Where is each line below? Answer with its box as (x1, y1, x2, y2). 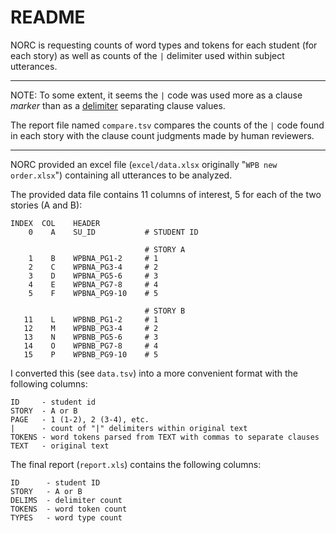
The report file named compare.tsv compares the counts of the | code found (10, 119, 325, 131)
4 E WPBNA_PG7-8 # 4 (28, 279, 159, 290)
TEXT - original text (10, 441, 110, 451)
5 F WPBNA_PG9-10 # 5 (28, 288, 159, 298)
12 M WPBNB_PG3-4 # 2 (23, 323, 159, 333)
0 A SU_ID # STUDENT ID (28, 227, 199, 237)
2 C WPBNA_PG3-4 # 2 (28, 262, 159, 272)
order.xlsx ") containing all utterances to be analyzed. (10, 169, 233, 181)
